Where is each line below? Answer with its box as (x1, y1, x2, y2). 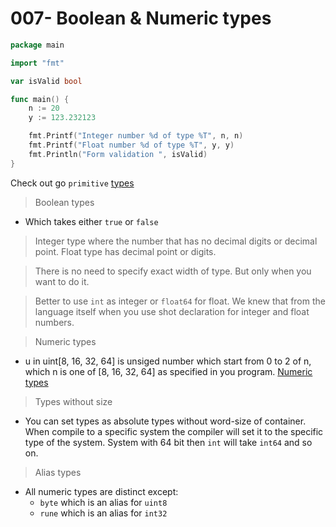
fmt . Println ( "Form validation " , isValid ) (28, 149, 208, 159)
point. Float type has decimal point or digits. (34, 245, 217, 257)
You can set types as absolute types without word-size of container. (24, 415, 307, 427)
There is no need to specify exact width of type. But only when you (34, 265, 312, 277)
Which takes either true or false (24, 215, 159, 227)
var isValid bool (10, 76, 83, 86)
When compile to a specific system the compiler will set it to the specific (24, 425, 324, 437)
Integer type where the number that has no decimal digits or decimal (34, 235, 318, 247)
